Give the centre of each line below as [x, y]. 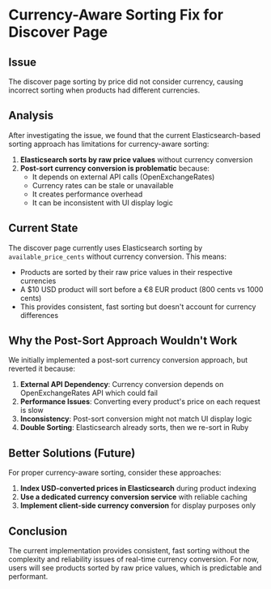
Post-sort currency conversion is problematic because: [115, 168]
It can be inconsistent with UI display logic [103, 202]
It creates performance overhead [87, 194]
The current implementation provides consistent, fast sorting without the [129, 551]
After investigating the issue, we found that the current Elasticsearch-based [135, 135]
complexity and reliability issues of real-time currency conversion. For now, [133, 559]
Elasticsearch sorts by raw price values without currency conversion [136, 159]
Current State [43, 228]
